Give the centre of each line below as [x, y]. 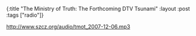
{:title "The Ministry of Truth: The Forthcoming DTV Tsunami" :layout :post [98, 9]
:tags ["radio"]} [25, 15]
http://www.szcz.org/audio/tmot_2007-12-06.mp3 [68, 27]
